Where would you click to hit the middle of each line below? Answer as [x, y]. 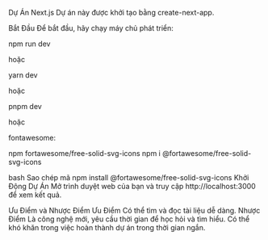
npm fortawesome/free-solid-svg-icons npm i [85, 153]
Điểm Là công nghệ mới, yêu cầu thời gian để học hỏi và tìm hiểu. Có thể [129, 219]
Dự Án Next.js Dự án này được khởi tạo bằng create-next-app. [111, 13]
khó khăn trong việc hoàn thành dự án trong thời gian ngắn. [107, 227]
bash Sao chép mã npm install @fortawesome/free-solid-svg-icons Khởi [129, 177]
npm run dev [29, 44]
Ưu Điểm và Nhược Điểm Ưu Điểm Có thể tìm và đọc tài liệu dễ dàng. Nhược [134, 211]
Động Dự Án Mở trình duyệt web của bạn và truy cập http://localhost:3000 [132, 186]
